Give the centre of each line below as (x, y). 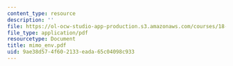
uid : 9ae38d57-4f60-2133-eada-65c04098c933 (71, 52)
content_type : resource (42, 13)
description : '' (31, 20)
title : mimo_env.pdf (37, 45)
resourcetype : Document (42, 39)
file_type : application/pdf (48, 33)
